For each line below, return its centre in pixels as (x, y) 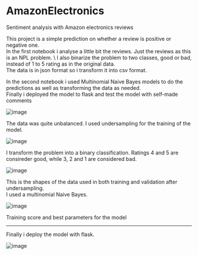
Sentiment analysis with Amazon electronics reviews (70, 27)
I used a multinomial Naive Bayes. (47, 194)
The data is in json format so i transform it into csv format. (77, 70)
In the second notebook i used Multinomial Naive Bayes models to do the (95, 82)
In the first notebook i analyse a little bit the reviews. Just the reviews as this (99, 51)
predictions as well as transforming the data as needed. (74, 88)
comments (19, 100)
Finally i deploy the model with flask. (50, 234)
